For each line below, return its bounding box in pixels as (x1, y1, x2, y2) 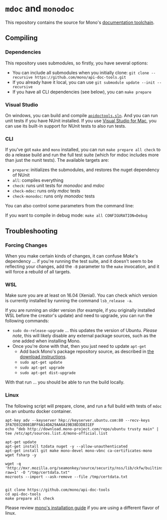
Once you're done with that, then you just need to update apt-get (12, 343, 147, 349)
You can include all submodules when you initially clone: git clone (12, 69, 149, 75)
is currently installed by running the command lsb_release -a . (5, 298, 133, 304)
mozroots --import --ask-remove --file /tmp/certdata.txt (5, 474, 128, 479)
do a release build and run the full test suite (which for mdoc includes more (5, 152, 159, 158)
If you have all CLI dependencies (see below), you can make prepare (12, 89, 152, 95)
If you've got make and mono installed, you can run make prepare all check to (5, 147, 161, 153)
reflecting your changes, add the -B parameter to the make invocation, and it (5, 263, 160, 269)
